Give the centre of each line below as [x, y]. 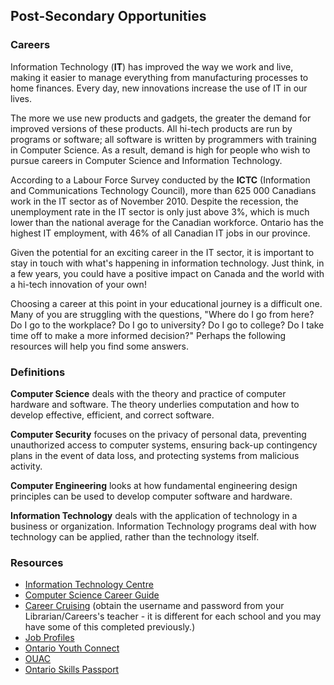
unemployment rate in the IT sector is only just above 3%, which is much [160, 211]
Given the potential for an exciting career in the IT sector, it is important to [162, 252]
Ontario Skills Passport [72, 670]
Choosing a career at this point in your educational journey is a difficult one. [166, 303]
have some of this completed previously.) [110, 627]
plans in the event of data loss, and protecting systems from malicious [155, 455]
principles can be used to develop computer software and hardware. [151, 496]
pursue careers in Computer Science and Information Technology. [146, 160]
